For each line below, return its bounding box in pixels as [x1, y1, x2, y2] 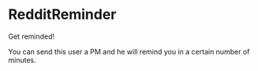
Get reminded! [8, 32, 55, 41]
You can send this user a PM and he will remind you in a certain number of [8, 47, 250, 56]
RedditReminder [8, 6, 117, 24]
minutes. [8, 55, 37, 65]
